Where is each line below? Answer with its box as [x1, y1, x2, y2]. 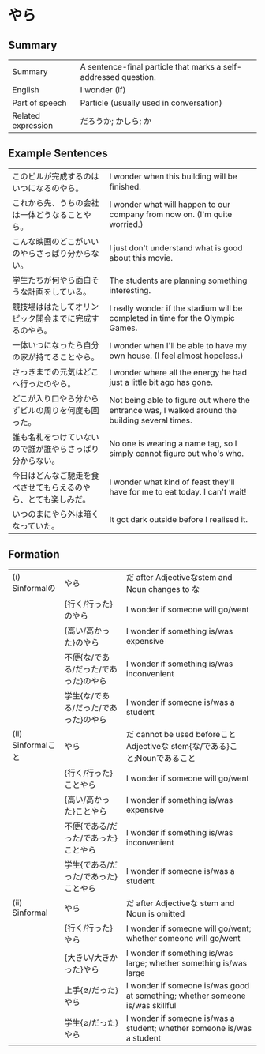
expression [12, 120, 54, 130]
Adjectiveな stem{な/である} [125, 740, 230, 751]
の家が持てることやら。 [12, 352, 100, 363]
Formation [8, 548, 60, 561]
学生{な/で [64, 690, 103, 701]
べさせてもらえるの [12, 482, 83, 493]
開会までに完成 [35, 313, 92, 324]
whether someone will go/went [125, 932, 241, 943]
